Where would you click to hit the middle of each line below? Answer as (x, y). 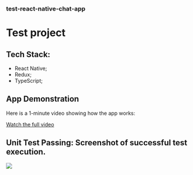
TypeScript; (28, 80)
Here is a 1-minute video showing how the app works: (71, 113)
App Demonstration (43, 99)
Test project (36, 33)
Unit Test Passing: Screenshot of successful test (97, 143)
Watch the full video (30, 124)
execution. (26, 152)
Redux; (23, 74)
